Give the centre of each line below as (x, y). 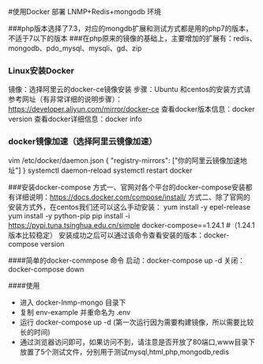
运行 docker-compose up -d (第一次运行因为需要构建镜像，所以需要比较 (137, 322)
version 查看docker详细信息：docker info (75, 119)
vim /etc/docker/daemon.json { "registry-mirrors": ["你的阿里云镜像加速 (124, 160)
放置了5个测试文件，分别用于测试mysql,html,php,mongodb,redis (124, 351)
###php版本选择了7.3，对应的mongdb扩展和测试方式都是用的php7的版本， (130, 28)
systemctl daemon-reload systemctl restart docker (110, 170)
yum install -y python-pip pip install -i (69, 215)
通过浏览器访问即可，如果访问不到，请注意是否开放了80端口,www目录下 (137, 342)
